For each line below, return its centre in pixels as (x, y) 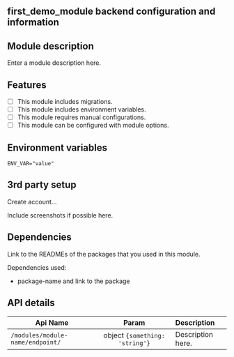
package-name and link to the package (73, 281)
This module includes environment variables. (81, 109)
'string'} (134, 343)
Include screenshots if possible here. (60, 215)
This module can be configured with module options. (93, 126)
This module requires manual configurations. (81, 117)
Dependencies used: (37, 267)
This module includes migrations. (65, 102)
